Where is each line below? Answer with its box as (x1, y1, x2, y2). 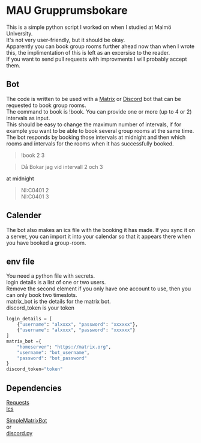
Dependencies (6, 383, 62, 393)
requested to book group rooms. (6, 102, 86, 109)
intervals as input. (6, 114, 50, 121)
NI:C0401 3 (20, 193, 49, 200)
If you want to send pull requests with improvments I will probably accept (6, 55, 187, 63)
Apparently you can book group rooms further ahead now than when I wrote (6, 43, 195, 50)
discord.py (6, 429, 33, 436)
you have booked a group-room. (6, 239, 86, 246)
